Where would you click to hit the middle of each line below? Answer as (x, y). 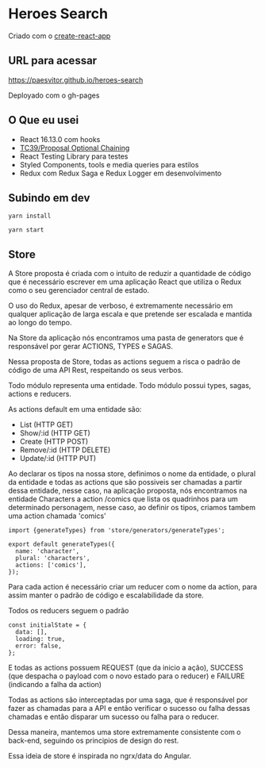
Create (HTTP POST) (54, 442)
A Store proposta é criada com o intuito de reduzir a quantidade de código (130, 274)
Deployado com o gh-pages (54, 95)
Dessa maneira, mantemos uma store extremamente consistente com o (125, 732)
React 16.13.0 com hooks (60, 139)
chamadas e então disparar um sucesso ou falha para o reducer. (114, 717)
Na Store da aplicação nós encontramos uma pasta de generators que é (126, 338)
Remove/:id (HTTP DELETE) (65, 450)
